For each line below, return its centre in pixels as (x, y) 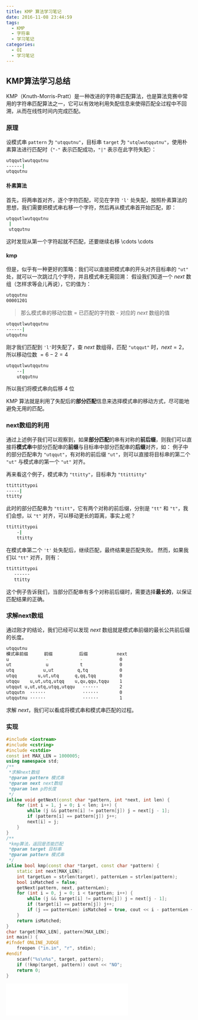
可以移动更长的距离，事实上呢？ (97, 516)
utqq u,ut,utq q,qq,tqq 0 (64, 676)
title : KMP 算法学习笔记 (34, 12)
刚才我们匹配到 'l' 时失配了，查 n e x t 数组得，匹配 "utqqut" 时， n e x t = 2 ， (97, 347)
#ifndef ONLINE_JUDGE (33, 943)
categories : (21, 45)
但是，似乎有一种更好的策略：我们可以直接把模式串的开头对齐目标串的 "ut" (97, 269)
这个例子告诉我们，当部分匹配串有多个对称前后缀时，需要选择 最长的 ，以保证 (99, 591)
